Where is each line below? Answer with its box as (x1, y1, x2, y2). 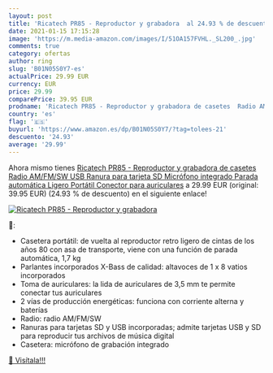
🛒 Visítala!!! (8, 355, 46, 365)
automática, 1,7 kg (19, 253, 81, 262)
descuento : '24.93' (8, 132, 75, 141)
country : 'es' (8, 111, 57, 119)
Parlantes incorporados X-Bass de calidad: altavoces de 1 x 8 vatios (19, 262, 248, 271)
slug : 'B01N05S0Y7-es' (8, 65, 85, 73)
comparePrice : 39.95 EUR (8, 95, 93, 103)
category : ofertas (8, 50, 71, 58)
